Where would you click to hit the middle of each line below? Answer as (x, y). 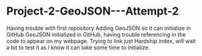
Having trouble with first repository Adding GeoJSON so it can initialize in (99, 28)
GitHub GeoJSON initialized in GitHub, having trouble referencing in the (96, 34)
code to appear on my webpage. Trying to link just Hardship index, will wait (101, 41)
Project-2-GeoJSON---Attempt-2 (93, 11)
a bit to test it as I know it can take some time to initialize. (78, 47)
